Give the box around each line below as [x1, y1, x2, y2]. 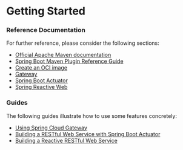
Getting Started [6, 4, 86, 18]
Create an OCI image [15, 64, 68, 71]
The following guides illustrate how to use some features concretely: [6, 112, 178, 119]
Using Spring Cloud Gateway [15, 124, 88, 131]
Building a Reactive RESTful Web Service [15, 137, 118, 144]
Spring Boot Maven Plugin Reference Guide [15, 57, 124, 65]
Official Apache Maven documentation [15, 51, 111, 59]
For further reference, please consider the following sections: [6, 39, 159, 47]
